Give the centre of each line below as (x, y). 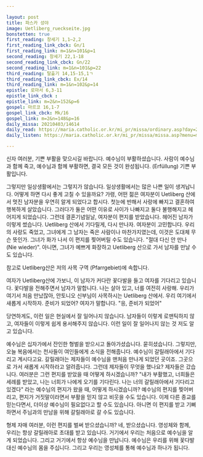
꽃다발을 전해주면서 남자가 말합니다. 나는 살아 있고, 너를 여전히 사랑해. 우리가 (104, 288)
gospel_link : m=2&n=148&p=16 (43, 119)
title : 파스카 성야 (27, 23)
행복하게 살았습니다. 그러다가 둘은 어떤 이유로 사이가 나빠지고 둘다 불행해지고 (97, 209)
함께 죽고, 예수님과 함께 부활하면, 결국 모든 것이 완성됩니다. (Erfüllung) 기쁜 (101, 166)
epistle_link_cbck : (32, 96)
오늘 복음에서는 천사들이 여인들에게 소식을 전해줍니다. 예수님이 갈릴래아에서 (95, 351)
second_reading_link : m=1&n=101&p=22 (54, 68)
